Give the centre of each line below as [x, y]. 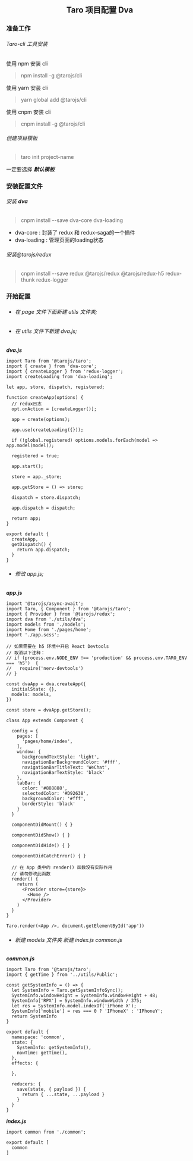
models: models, [31, 694]
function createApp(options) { [45, 397]
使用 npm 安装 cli [27, 63]
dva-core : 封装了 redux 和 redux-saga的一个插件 [75, 232]
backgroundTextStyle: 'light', [61, 757]
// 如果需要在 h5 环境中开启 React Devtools [58, 646]
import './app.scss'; [33, 635]
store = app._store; [37, 477]
